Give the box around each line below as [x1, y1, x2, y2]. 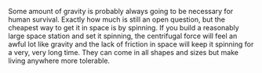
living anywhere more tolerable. [8, 56, 111, 65]
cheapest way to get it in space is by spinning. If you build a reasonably [8, 23, 239, 32]
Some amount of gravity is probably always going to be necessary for [8, 7, 234, 16]
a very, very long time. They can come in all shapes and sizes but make [8, 48, 239, 57]
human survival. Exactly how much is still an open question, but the [8, 15, 226, 24]
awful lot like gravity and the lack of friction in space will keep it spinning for [8, 40, 254, 49]
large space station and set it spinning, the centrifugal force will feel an [8, 31, 238, 40]
